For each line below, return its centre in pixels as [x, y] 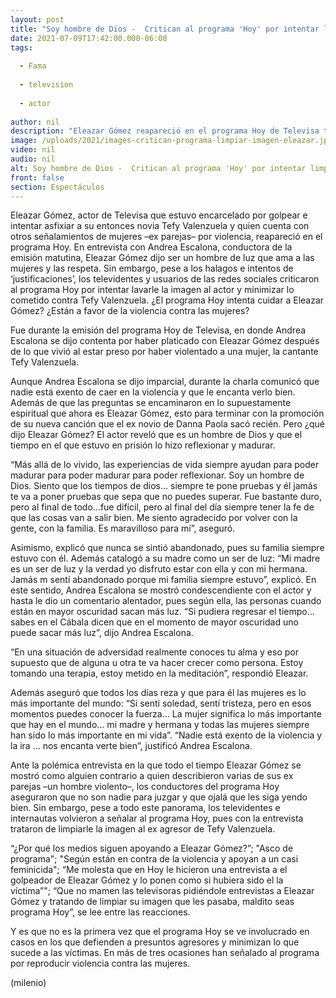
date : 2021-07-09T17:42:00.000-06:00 [89, 38]
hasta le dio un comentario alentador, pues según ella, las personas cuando [166, 601]
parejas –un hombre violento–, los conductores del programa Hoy [145, 787]
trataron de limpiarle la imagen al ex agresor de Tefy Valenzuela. [143, 829]
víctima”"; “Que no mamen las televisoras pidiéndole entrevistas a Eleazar [162, 891]
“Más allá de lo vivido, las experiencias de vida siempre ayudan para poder [165, 465]
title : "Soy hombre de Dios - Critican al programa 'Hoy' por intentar [165, 29]
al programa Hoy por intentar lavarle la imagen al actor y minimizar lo [152, 290]
